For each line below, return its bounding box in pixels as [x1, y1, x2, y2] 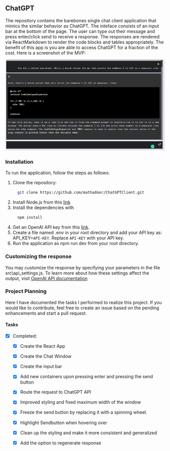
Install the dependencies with [12, 204, 74, 211]
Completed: [12, 333, 37, 339]
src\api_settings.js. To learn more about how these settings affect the [5, 270, 149, 276]
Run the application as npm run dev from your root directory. [12, 240, 139, 247]
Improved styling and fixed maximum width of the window [20, 399, 141, 405]
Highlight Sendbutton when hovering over [20, 420, 107, 426]
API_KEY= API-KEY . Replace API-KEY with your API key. [12, 235, 124, 241]
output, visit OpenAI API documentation [5, 275, 88, 281]
